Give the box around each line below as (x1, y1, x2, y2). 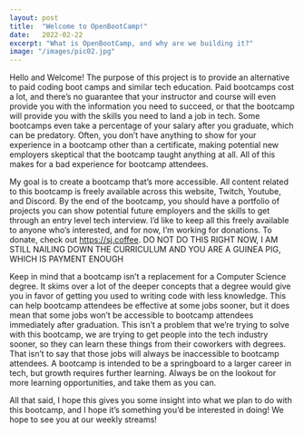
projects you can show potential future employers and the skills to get (9, 205, 270, 216)
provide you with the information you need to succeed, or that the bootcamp (9, 101, 295, 112)
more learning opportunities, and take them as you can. (9, 378, 217, 389)
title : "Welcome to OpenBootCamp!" (9, 22, 148, 31)
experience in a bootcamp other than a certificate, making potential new (9, 140, 279, 151)
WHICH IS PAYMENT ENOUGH (9, 253, 124, 264)
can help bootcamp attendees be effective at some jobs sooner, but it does (9, 301, 290, 311)
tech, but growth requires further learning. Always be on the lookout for (9, 368, 277, 379)
